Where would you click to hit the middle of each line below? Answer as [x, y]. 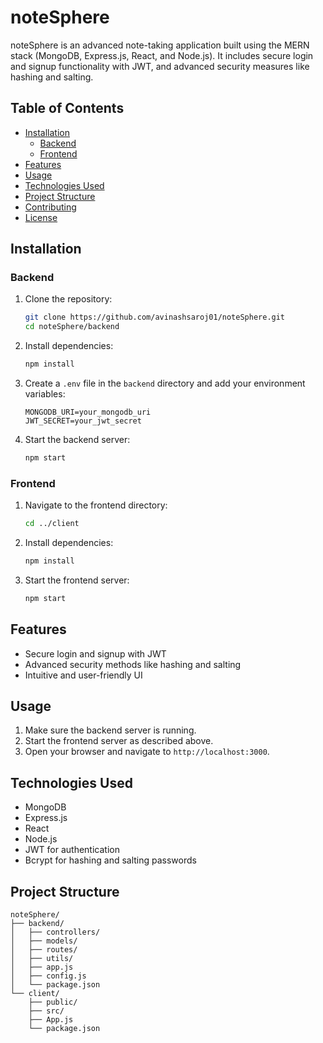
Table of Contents [67, 108]
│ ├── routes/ [44, 950]
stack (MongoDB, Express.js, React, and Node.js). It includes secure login [162, 55]
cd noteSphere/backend [72, 327]
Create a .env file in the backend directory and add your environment [165, 383]
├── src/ [46, 1011]
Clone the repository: [68, 299]
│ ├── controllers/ [55, 932]
